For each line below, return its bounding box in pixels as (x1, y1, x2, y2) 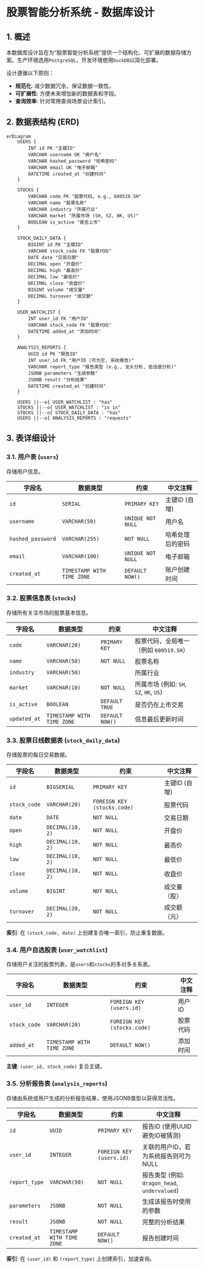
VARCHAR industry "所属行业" (28, 206, 98, 213)
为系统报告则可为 (141, 1151, 191, 1160)
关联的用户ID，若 (141, 1142, 191, 1151)
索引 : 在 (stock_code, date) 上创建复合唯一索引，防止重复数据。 (6, 929, 168, 936)
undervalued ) (141, 1186, 179, 1195)
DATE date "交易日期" (28, 254, 79, 261)
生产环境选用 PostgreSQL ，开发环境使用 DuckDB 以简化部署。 (16, 56, 162, 64)
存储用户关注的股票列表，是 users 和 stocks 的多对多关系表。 (6, 961, 154, 968)
